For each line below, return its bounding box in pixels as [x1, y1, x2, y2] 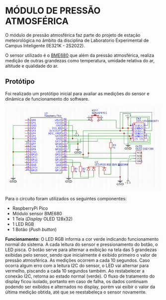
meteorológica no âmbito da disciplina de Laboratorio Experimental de [5, 37, 149, 43]
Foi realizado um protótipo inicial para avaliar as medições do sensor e [5, 90, 150, 97]
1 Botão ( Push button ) [12, 227, 57, 233]
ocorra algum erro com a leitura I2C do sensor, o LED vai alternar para [5, 263, 149, 269]
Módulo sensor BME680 [12, 211, 62, 217]
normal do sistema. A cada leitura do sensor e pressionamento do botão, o [5, 242, 158, 248]
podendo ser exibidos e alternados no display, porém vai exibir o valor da [5, 284, 156, 290]
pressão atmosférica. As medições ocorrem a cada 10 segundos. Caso [5, 257, 150, 264]
